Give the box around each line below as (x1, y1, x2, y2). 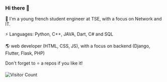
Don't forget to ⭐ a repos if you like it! (5, 60, 83, 66)
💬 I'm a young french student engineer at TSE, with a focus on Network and (5, 16, 162, 22)
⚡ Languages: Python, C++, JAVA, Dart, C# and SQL (5, 31, 114, 37)
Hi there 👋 (5, 4, 30, 11)
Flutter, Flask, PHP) (5, 50, 45, 56)
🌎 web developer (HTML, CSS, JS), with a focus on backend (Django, (5, 43, 150, 49)
